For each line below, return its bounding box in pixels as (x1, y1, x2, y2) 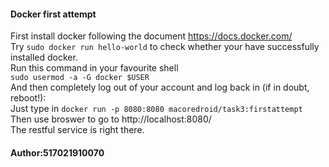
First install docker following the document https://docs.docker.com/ (10, 30, 293, 42)
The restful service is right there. (10, 124, 145, 136)
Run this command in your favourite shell (10, 62, 179, 74)
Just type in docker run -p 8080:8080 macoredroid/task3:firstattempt (10, 103, 303, 115)
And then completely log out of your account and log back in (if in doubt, (10, 81, 310, 94)
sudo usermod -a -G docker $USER (10, 73, 150, 83)
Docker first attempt (10, 8, 97, 20)
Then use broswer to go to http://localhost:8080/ (10, 113, 212, 125)
